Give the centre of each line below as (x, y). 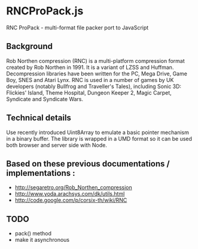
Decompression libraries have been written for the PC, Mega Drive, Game (97, 74)
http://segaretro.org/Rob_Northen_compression (74, 187)
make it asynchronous (42, 240)
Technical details (39, 118)
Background (29, 46)
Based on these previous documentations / (88, 164)
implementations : (41, 173)
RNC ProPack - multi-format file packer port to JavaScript (77, 28)
